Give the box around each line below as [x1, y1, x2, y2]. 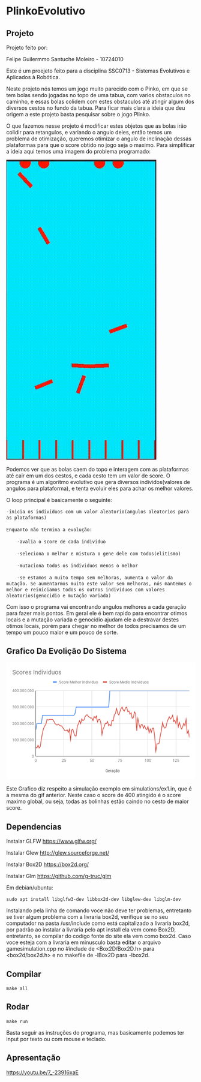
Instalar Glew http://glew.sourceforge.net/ [6, 849, 110, 856]
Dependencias [6, 822, 62, 832]
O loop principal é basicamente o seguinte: [6, 497, 112, 503]
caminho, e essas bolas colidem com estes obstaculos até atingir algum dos [6, 98, 195, 105]
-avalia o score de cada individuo [17, 539, 106, 545]
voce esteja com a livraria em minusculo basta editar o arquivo [6, 939, 161, 946]
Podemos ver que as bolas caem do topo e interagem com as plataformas [6, 466, 189, 473]
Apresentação [6, 1053, 61, 1063]
